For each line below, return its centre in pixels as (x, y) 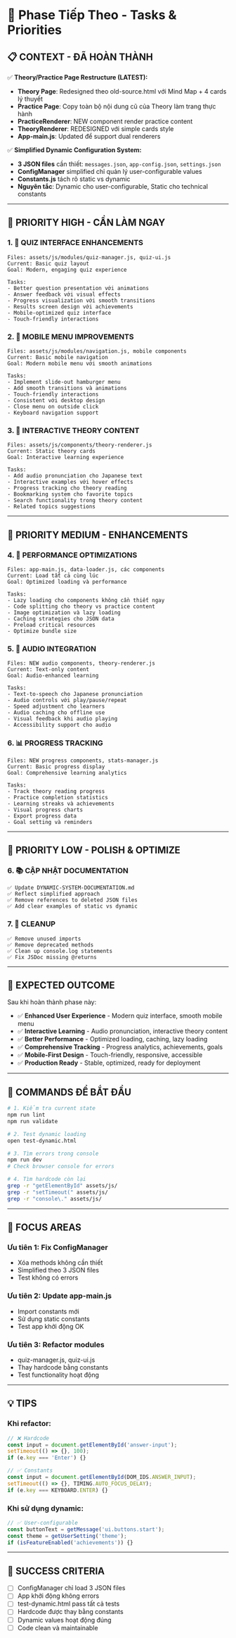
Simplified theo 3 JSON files (58, 1270)
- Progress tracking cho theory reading (67, 488)
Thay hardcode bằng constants (63, 1367)
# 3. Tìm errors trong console (53, 1154)
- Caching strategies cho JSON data (61, 619)
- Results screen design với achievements (70, 306)
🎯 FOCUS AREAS (45, 1228)
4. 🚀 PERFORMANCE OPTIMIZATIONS (72, 555)
